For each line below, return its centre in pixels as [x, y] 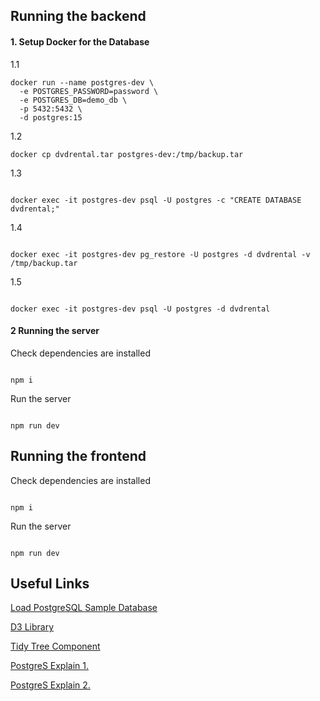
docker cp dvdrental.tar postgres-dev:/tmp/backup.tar [127, 154]
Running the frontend [78, 456]
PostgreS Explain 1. [50, 666]
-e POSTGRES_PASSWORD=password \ [89, 91]
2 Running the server [55, 331]
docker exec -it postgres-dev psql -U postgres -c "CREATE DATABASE [156, 200]
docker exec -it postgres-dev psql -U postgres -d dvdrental [140, 309]
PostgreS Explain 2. [50, 685]
